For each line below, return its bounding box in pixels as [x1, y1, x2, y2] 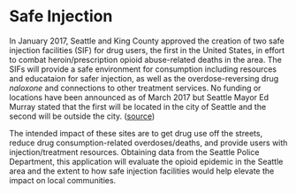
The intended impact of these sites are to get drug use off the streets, [9, 128, 263, 138]
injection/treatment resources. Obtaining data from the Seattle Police [9, 146, 260, 157]
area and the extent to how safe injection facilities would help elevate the [9, 166, 275, 176]
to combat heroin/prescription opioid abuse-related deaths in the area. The [9, 54, 283, 65]
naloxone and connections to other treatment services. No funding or [9, 82, 262, 93]
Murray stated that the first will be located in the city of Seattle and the [9, 101, 267, 112]
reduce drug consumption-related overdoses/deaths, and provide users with [9, 137, 288, 148]
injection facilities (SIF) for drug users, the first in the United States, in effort [9, 44, 285, 55]
